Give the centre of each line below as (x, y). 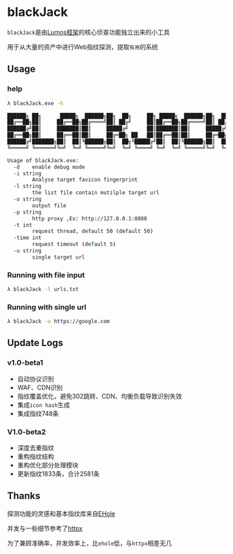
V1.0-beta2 (27, 432)
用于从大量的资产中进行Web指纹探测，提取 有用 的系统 (83, 46)
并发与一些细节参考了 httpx (45, 528)
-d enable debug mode (49, 167)
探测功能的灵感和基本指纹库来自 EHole (61, 513)
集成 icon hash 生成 (44, 405)
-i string (27, 173)
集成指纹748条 (38, 413)
